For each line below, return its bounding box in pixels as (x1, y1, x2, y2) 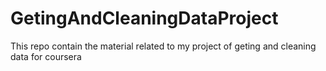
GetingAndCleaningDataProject (10, 7, 279, 30)
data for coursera (10, 50, 82, 62)
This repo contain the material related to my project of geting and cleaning (10, 40, 317, 52)
